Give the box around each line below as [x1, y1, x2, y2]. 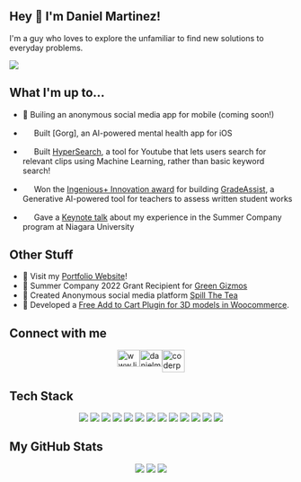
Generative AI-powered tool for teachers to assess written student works [22, 193, 293, 204]
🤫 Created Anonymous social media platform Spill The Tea [22, 290, 238, 301]
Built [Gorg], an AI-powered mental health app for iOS [33, 127, 233, 138]
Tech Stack [9, 388, 74, 404]
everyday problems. [9, 42, 84, 53]
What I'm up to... [9, 85, 105, 101]
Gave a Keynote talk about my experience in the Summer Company [33, 212, 282, 223]
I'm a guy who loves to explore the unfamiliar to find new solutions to [9, 32, 264, 43]
